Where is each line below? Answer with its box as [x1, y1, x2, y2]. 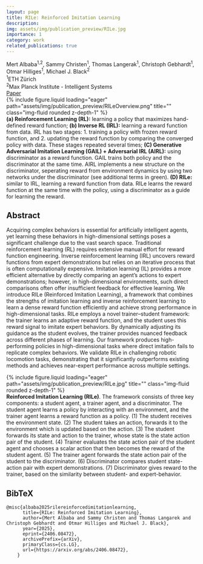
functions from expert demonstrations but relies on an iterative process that [6, 259, 195, 266]
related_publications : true [6, 43, 78, 49]
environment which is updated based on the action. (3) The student [6, 425, 175, 433]
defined [6, 122, 26, 129]
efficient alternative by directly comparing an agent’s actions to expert [6, 272, 182, 279]
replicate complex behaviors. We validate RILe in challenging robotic [6, 349, 177, 356]
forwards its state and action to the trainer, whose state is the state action [6, 432, 190, 439]
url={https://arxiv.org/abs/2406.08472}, [22, 547, 129, 553]
